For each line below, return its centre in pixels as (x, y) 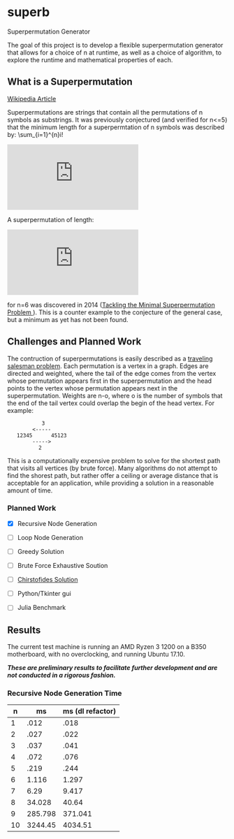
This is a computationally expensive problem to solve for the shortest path (114, 460)
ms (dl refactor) (89, 711)
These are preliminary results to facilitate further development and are (112, 668)
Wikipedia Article (32, 99)
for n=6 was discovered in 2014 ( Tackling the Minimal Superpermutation (111, 305)
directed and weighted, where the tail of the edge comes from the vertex (112, 373)
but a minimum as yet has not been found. (68, 319)
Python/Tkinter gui (44, 594)
